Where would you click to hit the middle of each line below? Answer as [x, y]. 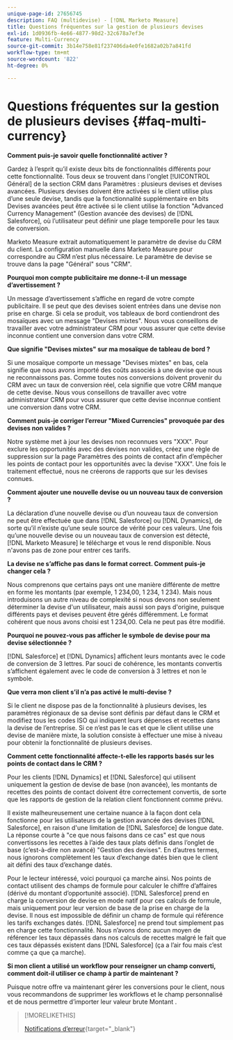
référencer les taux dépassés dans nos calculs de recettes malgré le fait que [117, 937]
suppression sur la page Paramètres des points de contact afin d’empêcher [115, 456]
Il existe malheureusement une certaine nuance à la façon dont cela [104, 812]
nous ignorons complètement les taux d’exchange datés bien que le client [113, 857]
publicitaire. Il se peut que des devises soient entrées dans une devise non [114, 306]
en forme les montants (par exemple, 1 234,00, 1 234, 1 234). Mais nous [110, 592]
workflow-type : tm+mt [39, 53]
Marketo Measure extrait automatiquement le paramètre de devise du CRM [114, 242]
